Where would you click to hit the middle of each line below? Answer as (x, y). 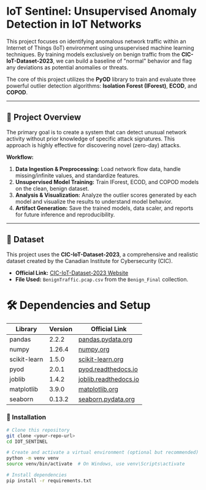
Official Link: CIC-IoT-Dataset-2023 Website (72, 273)
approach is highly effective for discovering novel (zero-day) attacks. (94, 145)
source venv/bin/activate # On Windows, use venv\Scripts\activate (96, 464)
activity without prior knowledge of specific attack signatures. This (91, 139)
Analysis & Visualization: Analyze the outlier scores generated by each (106, 195)
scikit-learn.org (101, 359)
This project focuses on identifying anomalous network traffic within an (96, 41)
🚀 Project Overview (44, 117)
